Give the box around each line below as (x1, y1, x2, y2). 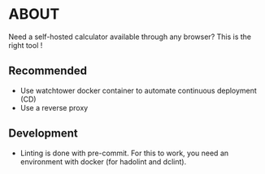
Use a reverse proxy (20, 102, 89, 112)
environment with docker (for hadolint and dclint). (20, 156, 187, 167)
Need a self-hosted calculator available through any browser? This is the (8, 32, 252, 41)
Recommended (8, 64, 88, 78)
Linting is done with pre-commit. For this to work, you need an (20, 148, 229, 158)
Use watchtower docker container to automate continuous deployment (20, 85, 258, 95)
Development (8, 127, 79, 141)
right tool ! (8, 40, 43, 50)
